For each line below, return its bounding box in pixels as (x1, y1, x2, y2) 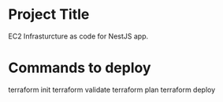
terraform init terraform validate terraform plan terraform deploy (8, 85, 216, 94)
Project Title (8, 5, 90, 24)
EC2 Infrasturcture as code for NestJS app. (8, 31, 148, 41)
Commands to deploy (8, 59, 151, 77)
